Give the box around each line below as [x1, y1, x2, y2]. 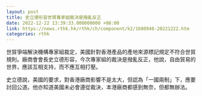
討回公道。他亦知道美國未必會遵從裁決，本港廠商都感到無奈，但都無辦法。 [6, 83, 191, 91]
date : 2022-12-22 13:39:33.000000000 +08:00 [6, 20, 120, 26]
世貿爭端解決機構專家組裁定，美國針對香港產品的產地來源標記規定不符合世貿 [6, 49, 196, 56]
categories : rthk [6, 31, 50, 37]
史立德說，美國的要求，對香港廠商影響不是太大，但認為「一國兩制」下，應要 [6, 76, 196, 83]
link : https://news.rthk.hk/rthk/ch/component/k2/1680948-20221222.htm [6, 25, 189, 32]
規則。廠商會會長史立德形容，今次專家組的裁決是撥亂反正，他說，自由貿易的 [6, 56, 196, 63]
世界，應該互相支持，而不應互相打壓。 [6, 64, 101, 71]
